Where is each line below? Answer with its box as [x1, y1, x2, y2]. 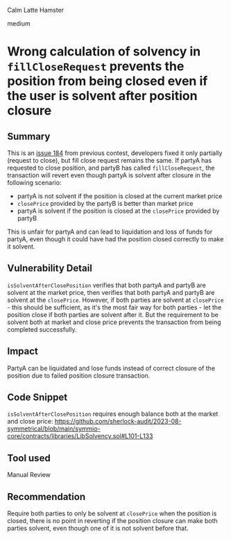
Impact [7, 346, 38, 357]
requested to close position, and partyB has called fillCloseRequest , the [7, 163, 215, 172]
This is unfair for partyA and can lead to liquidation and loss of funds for [7, 227, 213, 236]
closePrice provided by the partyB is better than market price [17, 200, 194, 207]
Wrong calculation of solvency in [7, 44, 201, 60]
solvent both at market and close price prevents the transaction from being [7, 318, 221, 326]
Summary [7, 130, 51, 142]
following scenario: [7, 179, 62, 186]
